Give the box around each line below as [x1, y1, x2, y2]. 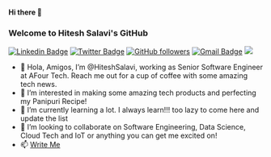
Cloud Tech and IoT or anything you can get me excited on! [19, 130, 218, 140]
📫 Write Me [19, 139, 61, 149]
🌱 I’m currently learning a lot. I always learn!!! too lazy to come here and [19, 105, 260, 114]
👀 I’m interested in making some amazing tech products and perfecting [19, 88, 256, 97]
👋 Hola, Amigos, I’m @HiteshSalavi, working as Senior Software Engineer [19, 62, 264, 72]
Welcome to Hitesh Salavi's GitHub [8, 27, 148, 39]
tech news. [19, 79, 57, 89]
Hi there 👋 [8, 7, 42, 17]
